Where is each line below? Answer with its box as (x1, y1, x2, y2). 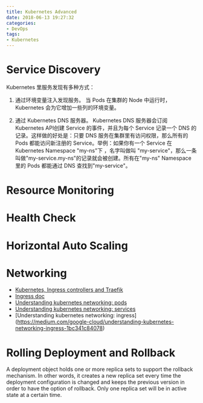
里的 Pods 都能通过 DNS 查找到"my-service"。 (14, 162, 131, 169)
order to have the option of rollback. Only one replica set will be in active (6, 385, 187, 392)
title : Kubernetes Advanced (6, 8, 77, 15)
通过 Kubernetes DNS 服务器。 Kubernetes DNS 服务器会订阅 (14, 116, 168, 124)
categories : (6, 20, 36, 26)
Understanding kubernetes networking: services (14, 305, 136, 313)
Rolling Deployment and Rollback (6, 346, 176, 360)
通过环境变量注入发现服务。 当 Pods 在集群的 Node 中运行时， (14, 96, 171, 103)
